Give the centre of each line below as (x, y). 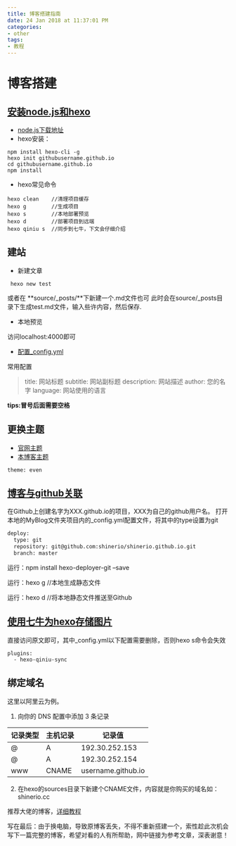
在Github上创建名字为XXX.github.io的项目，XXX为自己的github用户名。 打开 (118, 512)
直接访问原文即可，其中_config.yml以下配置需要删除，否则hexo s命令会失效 (117, 640)
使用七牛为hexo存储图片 (60, 622)
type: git (28, 540)
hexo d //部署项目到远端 (51, 222)
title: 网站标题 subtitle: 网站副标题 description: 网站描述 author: (115, 381)
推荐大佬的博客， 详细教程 (44, 811)
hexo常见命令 (37, 184)
